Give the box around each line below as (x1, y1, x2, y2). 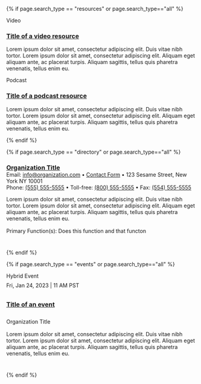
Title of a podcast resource (6, 92, 88, 100)
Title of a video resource (6, 31, 80, 40)
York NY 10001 (6, 177, 43, 184)
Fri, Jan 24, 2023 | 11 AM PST (6, 281, 80, 289)
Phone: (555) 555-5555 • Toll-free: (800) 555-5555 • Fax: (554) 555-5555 (6, 184, 192, 191)
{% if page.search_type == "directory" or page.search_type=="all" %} (6, 148, 181, 155)
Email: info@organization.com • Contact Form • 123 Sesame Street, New (6, 171, 187, 178)
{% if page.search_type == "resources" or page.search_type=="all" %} (6, 5, 183, 12)
